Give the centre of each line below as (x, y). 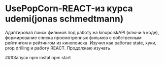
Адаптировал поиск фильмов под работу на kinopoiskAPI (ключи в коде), (82, 32)
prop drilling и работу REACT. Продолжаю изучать (58, 48)
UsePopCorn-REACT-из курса (69, 9)
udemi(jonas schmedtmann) (64, 19)
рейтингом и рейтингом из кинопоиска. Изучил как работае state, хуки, (81, 43)
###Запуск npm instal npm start (38, 57)
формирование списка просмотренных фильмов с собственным (73, 38)
